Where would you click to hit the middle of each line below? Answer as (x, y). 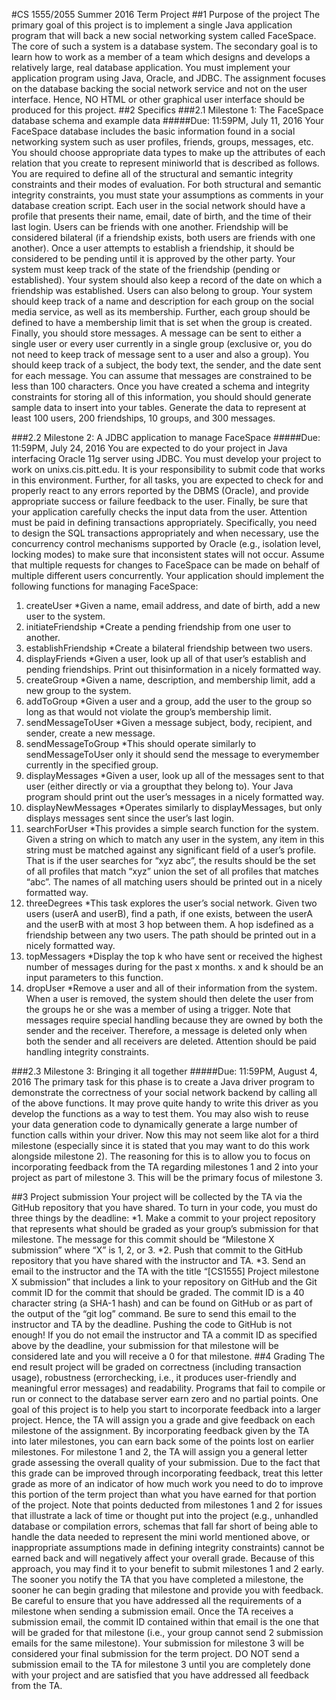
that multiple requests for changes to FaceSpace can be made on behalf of (166, 565)
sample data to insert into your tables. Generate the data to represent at (159, 407)
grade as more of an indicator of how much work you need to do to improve (167, 1483)
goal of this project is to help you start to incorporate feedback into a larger (166, 1409)
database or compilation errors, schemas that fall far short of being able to (165, 1526)
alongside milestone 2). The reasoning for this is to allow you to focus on (161, 1156)
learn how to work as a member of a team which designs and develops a (161, 57)
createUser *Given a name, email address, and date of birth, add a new (173, 605)
